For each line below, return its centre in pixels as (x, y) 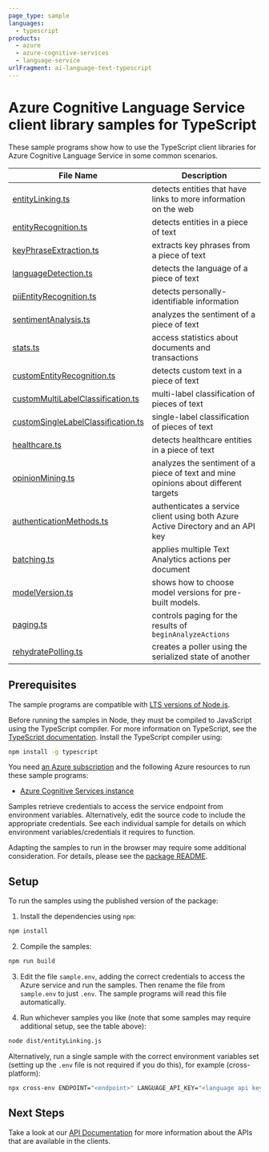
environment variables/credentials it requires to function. (102, 832)
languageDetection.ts (53, 273)
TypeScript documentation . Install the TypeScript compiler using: (115, 737)
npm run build (32, 961)
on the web (173, 209)
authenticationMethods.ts (60, 521)
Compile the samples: (56, 946)
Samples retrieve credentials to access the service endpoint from (116, 807)
